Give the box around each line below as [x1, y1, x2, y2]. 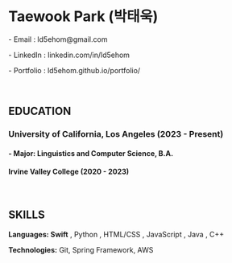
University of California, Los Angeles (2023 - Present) [8, 129, 224, 140]
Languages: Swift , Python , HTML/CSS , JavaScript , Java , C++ [8, 229, 225, 239]
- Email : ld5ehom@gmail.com [8, 34, 108, 44]
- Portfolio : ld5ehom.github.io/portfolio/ [8, 65, 141, 75]
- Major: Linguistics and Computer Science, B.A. [8, 148, 174, 158]
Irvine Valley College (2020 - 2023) [8, 166, 130, 177]
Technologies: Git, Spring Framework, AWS [8, 245, 154, 254]
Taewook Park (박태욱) [8, 7, 159, 26]
